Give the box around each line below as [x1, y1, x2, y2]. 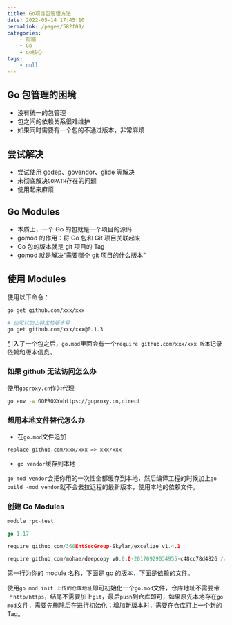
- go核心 [19, 49, 43, 56]
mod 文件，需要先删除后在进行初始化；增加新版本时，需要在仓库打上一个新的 [7, 601, 222, 609]
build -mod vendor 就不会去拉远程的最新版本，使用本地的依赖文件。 [7, 482, 199, 491]
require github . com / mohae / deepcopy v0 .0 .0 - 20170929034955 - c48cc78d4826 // [7, 555, 227, 562]
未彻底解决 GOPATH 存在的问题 [17, 177, 97, 185]
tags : [7, 55, 23, 62]
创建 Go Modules [7, 502, 64, 511]
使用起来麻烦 [17, 185, 54, 194]
